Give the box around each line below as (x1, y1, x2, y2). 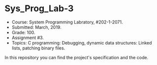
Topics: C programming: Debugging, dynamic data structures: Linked (11, 40, 152, 45)
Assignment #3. (11, 35, 44, 41)
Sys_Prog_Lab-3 (4, 3, 74, 14)
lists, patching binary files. (11, 45, 65, 51)
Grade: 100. (11, 29, 35, 35)
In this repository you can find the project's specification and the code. (4, 54, 149, 60)
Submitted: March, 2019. (11, 24, 62, 30)
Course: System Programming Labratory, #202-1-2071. (11, 19, 123, 25)
